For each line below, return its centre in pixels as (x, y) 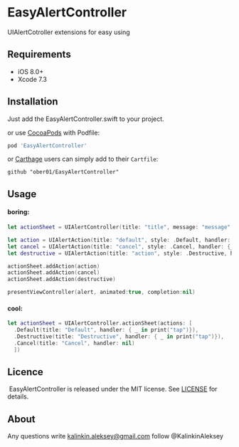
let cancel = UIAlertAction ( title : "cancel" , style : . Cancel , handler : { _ (121, 246)
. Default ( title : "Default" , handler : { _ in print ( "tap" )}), (106, 330)
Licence (26, 372)
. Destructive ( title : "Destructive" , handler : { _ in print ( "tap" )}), (119, 336)
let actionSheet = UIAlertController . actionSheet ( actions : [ (100, 324)
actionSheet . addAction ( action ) (54, 266)
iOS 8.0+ (31, 71)
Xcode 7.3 (32, 79)
